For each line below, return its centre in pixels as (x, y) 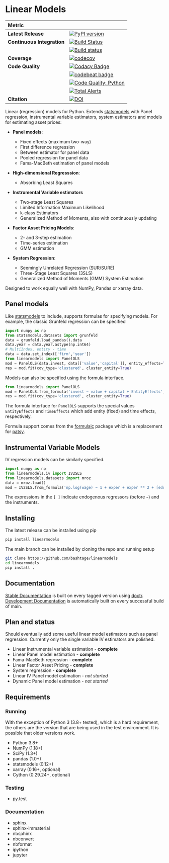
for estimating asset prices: (33, 122)
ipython (20, 849)
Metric (16, 25)
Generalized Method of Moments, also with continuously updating (88, 218)
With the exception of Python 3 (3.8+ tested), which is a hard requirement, (82, 722)
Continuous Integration (36, 42)
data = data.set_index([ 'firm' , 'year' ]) (48, 354)
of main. (14, 606)
